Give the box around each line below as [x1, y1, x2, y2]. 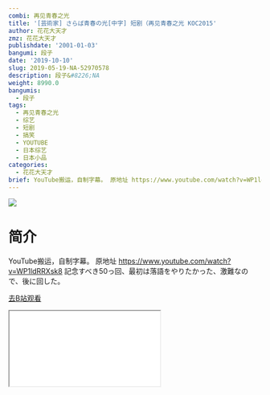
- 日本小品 [15, 153, 47, 161]
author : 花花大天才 [8, 26, 67, 35]
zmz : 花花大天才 [8, 34, 57, 43]
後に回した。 [22, 276, 65, 286]
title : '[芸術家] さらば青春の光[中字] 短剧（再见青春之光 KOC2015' [8, 19, 217, 27]
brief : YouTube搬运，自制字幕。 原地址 [8, 176, 129, 185]
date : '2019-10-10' [8, 57, 74, 65]
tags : [8, 101, 27, 109]
